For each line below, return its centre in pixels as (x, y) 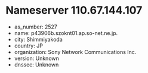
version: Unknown (36, 58)
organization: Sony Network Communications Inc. (75, 52)
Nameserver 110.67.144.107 (74, 10)
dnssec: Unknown (36, 64)
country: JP (28, 46)
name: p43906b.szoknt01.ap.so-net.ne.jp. (66, 33)
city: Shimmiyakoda (38, 39)
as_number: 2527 (36, 27)
